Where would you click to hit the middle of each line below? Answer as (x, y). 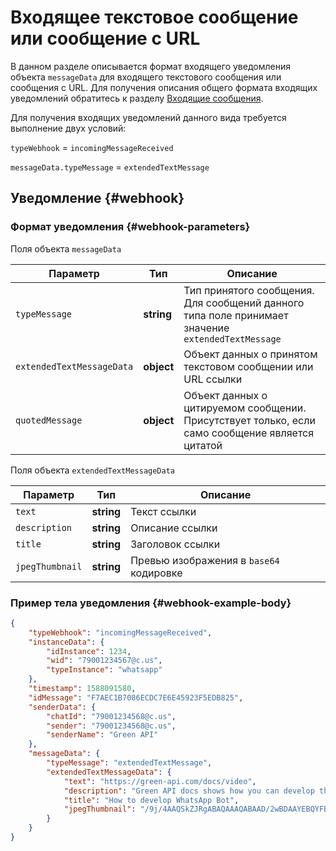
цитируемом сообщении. (245, 408)
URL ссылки (213, 379)
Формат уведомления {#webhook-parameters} (130, 227)
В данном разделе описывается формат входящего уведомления (150, 66)
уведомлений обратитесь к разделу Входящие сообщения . (137, 98)
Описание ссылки (174, 528)
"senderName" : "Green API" (102, 735)
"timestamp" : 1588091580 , (82, 689)
